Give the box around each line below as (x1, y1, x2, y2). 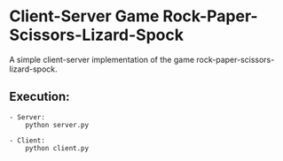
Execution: (9, 89, 70, 104)
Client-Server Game (9, 6, 160, 27)
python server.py (25, 120, 90, 129)
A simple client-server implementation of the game (9, 54, 195, 65)
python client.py (25, 143, 90, 152)
